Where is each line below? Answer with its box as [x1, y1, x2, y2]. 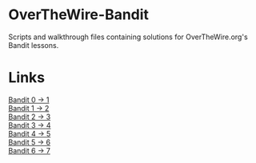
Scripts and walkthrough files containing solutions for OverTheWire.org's [8, 32, 248, 42]
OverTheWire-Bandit [8, 6, 150, 24]
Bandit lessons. [8, 40, 59, 50]
